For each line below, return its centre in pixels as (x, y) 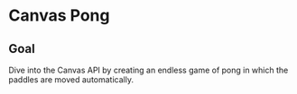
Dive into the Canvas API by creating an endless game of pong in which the (148, 70)
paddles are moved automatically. (71, 80)
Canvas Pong (59, 16)
